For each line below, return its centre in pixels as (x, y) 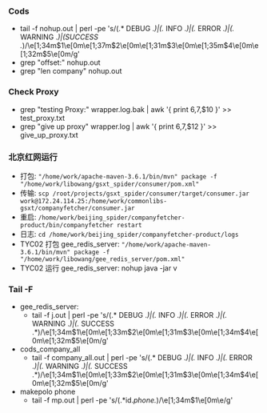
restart (130, 225)
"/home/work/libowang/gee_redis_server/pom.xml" (102, 259)
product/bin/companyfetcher (66, 225)
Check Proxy (34, 92)
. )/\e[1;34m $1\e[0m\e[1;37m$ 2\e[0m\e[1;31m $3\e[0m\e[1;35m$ (124, 46)
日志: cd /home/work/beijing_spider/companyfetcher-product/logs (129, 234)
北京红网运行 (33, 157)
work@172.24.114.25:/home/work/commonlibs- (94, 201)
